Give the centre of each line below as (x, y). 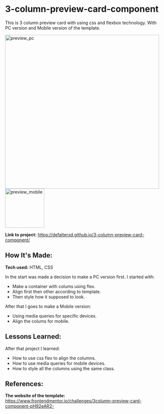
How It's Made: (29, 255)
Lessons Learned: (33, 336)
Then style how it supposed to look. (49, 297)
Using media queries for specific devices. (54, 316)
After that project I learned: (33, 349)
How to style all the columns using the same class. (64, 368)
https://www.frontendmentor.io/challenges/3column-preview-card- (73, 401)
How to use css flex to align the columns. (54, 358)
